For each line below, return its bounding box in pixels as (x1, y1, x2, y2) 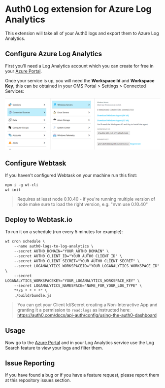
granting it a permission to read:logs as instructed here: (17, 307, 131, 313)
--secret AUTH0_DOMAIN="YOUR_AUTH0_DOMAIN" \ (14, 248, 109, 253)
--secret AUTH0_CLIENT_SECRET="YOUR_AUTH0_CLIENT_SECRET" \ (14, 258, 140, 263)
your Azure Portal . (5, 68, 42, 74)
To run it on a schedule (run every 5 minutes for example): (5, 228, 123, 235)
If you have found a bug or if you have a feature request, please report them (5, 372, 160, 378)
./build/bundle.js (14, 293, 52, 298)
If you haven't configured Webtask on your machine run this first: (5, 172, 137, 178)
